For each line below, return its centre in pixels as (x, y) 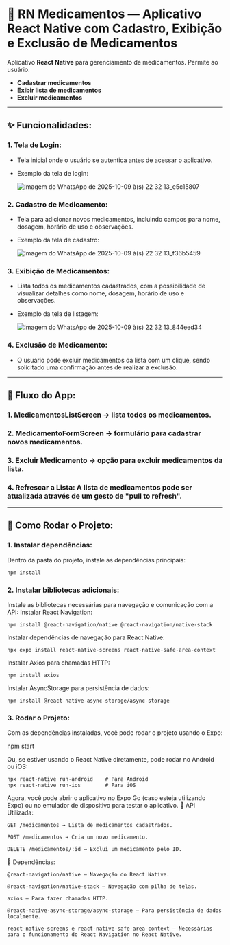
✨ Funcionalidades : (50, 125)
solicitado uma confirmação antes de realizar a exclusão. (97, 367)
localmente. (24, 917)
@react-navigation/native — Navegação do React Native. (88, 875)
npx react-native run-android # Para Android (78, 779)
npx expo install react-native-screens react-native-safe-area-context (111, 650)
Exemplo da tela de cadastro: (58, 240)
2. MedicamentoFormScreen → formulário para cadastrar (104, 433)
